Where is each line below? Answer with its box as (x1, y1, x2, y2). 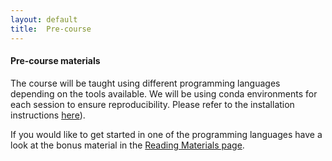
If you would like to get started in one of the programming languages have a (10, 128, 323, 140)
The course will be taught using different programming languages (10, 77, 281, 89)
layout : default (10, 14, 78, 25)
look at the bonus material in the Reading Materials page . (10, 139, 245, 151)
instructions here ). (10, 109, 86, 121)
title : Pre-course (10, 24, 92, 34)
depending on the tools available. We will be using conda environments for (10, 87, 318, 100)
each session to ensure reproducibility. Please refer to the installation (10, 98, 295, 110)
